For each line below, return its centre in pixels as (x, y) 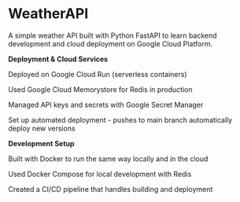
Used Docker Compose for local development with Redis (100, 174)
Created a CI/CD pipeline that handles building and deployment (111, 189)
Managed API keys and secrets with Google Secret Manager (106, 105)
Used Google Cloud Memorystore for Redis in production (100, 89)
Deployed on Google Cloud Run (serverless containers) (98, 74)
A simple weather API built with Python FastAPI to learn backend (113, 35)
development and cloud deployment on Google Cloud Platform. (111, 43)
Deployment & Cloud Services (58, 59)
